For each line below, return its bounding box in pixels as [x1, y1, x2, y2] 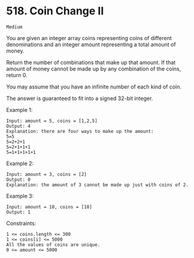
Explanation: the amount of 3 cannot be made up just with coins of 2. [6, 181, 189, 188]
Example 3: [6, 192, 34, 199]
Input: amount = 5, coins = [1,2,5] [6, 118, 98, 124]
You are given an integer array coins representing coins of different [6, 34, 172, 41]
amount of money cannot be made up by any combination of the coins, [6, 65, 181, 72]
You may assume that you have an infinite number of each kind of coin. [6, 83, 181, 90]
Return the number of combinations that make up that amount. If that [6, 59, 176, 66]
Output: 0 [6, 177, 31, 183]
